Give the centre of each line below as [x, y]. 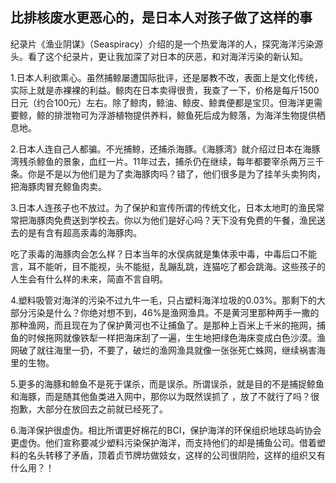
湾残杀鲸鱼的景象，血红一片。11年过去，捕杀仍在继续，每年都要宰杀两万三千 [167, 161]
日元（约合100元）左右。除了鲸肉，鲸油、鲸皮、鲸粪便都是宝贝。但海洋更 [162, 102]
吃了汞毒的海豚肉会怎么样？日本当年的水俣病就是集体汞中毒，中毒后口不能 [163, 254]
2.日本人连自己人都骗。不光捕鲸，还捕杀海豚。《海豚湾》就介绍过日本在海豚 [165, 149]
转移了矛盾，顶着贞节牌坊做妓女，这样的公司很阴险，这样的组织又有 [185, 455]
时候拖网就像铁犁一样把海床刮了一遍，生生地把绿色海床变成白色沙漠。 [172, 337]
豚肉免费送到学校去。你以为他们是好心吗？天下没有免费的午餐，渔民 [176, 220]
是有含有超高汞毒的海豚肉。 [84, 232]
